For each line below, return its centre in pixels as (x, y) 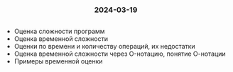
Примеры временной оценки (58, 61)
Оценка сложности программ (59, 31)
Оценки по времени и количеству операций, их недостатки (104, 47)
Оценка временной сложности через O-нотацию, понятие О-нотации (120, 54)
